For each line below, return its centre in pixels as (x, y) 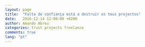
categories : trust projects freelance (44, 28)
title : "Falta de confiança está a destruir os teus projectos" (73, 14)
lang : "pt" (16, 37)
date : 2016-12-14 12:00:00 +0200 (41, 19)
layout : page (18, 10)
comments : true (21, 32)
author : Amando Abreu (27, 23)
